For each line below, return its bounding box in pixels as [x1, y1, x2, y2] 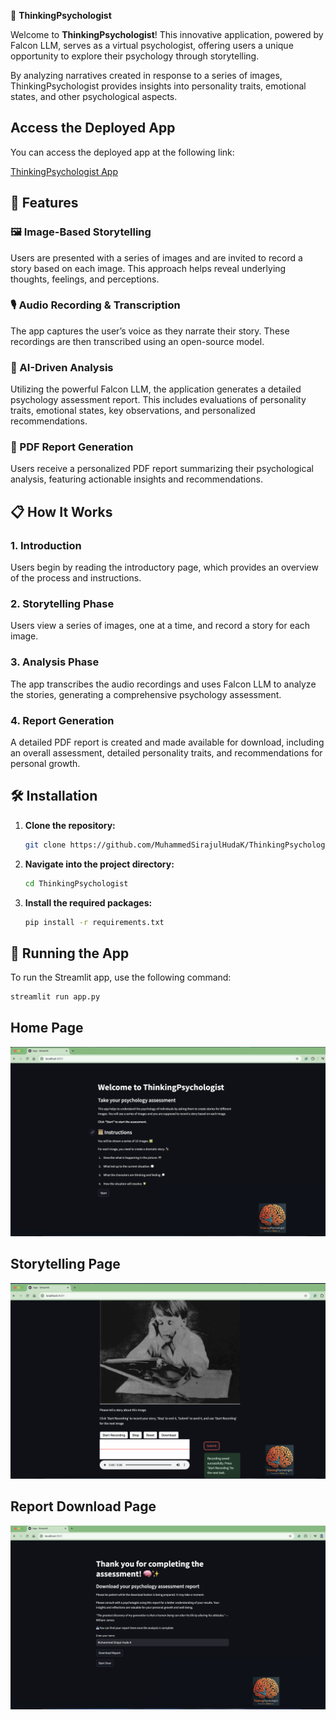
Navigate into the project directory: [24, 858, 175, 870]
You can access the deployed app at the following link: [10, 146, 235, 158]
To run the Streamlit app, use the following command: [10, 971, 232, 984]
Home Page [10, 1020, 84, 1037]
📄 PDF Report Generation [10, 440, 134, 454]
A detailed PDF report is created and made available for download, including [10, 736, 325, 748]
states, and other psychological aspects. [10, 91, 178, 102]
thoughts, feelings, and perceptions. [10, 273, 160, 285]
